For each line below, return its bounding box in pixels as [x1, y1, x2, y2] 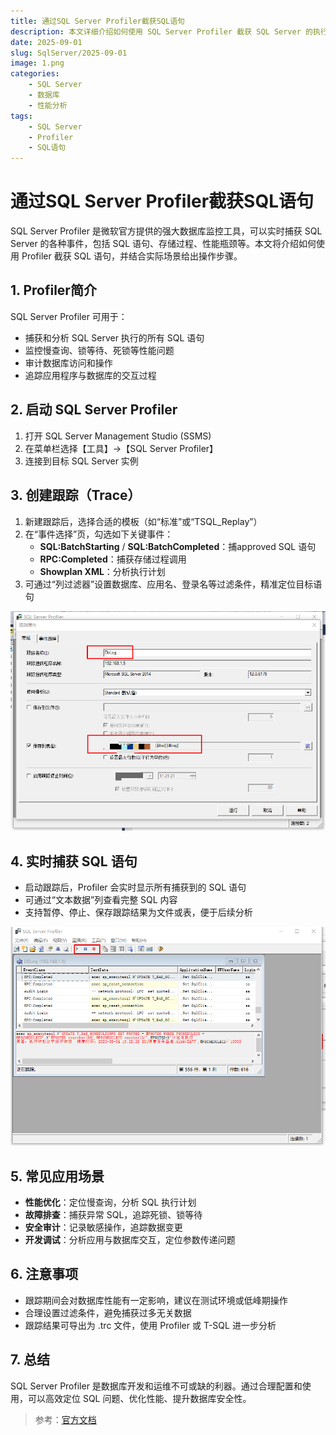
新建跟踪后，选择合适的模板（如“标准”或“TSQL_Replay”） [24, 515, 263, 527]
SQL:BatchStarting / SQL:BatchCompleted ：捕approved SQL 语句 [39, 540, 317, 552]
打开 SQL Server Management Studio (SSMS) [24, 430, 212, 442]
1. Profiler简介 [10, 282, 97, 299]
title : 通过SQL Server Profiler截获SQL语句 [10, 16, 185, 26]
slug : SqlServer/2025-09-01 [10, 48, 128, 58]
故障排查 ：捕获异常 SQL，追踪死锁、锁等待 [24, 1209, 203, 1221]
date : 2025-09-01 [10, 37, 83, 47]
